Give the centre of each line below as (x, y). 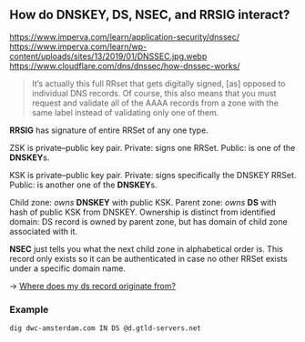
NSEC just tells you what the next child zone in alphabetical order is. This (147, 248)
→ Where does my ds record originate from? (92, 286)
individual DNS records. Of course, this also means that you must (154, 93)
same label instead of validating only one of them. (125, 112)
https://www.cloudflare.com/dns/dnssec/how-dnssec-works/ (125, 65)
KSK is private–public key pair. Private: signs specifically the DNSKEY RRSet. (153, 175)
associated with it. (44, 231)
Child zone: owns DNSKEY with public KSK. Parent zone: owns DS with (143, 202)
